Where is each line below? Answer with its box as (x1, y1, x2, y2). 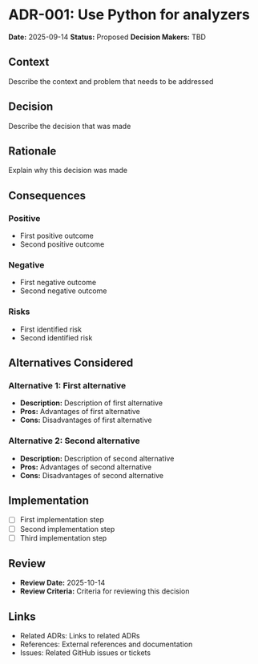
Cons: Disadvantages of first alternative (19, 415, 152, 425)
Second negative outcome (19, 286, 107, 296)
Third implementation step (19, 533, 107, 542)
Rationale (8, 144, 57, 158)
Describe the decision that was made (8, 121, 131, 131)
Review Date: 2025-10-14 (19, 578, 106, 588)
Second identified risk (19, 332, 93, 342)
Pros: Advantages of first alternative (19, 407, 140, 417)
